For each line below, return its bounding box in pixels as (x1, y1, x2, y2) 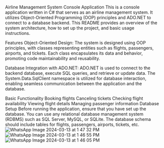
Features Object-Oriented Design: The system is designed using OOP (5, 40, 146, 46)
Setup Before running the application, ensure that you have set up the (5, 106, 146, 112)
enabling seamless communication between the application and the (5, 81, 142, 87)
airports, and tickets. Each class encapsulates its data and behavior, (5, 50, 143, 56)
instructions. (5, 30, 31, 36)
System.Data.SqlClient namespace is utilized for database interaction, (5, 76, 147, 81)
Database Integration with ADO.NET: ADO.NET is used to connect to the (5, 65, 151, 71)
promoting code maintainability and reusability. (5, 56, 100, 61)
